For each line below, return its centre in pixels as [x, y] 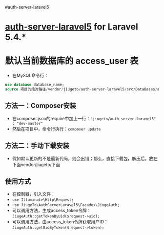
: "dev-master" [28, 123]
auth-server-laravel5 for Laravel [72, 27]
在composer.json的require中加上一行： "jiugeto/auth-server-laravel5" [84, 118]
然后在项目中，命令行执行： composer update [56, 128]
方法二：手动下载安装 [37, 146]
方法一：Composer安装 [41, 106]
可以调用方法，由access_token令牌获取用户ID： [60, 222]
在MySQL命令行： [30, 76]
